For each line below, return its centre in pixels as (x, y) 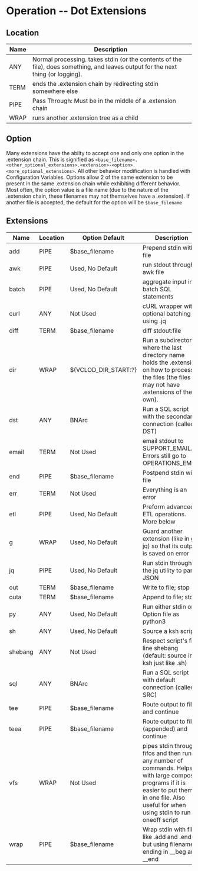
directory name (164, 355)
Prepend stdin (162, 248)
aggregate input (164, 281)
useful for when (164, 805)
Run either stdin (164, 606)
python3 (154, 621)
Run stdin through (167, 563)
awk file (153, 272)
